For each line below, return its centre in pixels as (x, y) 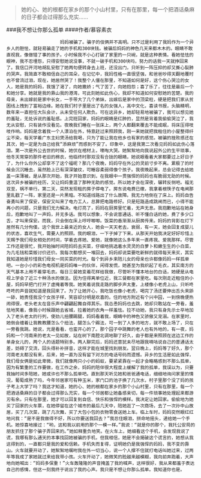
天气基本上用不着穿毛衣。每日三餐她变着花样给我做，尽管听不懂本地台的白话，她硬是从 (98, 272)
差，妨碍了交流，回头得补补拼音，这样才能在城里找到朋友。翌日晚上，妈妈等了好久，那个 (100, 348)
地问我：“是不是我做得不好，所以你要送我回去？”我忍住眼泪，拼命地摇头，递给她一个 (96, 419)
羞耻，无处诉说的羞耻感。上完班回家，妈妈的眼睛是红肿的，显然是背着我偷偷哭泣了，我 (102, 119)
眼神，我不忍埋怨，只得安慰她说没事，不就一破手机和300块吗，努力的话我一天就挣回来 (97, 61)
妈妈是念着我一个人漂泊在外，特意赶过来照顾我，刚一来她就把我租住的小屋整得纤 (109, 132)
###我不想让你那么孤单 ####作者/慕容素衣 (59, 30)
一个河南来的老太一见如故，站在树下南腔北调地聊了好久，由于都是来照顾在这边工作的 (104, 336)
